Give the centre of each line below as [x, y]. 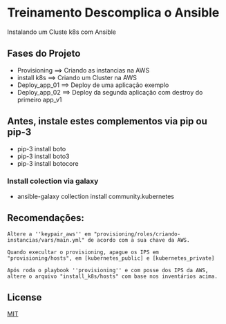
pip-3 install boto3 [43, 156]
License [25, 297]
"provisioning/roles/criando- [137, 234]
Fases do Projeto [44, 54]
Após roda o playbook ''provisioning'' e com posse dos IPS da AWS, [108, 270]
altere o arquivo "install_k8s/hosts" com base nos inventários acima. [112, 276]
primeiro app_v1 [39, 99]
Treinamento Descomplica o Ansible [113, 13]
